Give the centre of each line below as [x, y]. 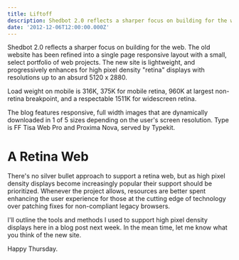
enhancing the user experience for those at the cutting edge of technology [117, 199]
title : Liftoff [30, 14]
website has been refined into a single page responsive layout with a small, [117, 55]
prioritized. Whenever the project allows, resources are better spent [107, 191]
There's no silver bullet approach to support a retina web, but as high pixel [116, 176]
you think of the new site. [44, 235]
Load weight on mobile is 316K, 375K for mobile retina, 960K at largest [111, 91]
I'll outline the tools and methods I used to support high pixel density [107, 220]
